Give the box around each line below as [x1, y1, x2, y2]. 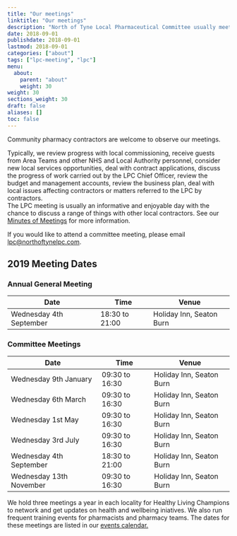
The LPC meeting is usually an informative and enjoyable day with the [7, 201, 210, 209]
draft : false [7, 103, 46, 110]
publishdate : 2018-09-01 [7, 37, 80, 44]
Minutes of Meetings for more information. [7, 216, 130, 225]
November [11, 480, 46, 490]
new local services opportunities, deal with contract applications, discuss [7, 163, 221, 172]
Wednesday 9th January [11, 374, 92, 384]
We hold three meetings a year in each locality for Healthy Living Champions [7, 498, 230, 506]
